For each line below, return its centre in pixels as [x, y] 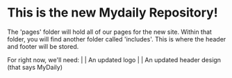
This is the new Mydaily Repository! [113, 13]
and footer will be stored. [43, 46]
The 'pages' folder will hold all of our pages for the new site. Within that [109, 32]
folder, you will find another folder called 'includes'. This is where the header [117, 39]
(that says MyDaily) [35, 67]
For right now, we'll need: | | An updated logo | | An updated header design [114, 59]
